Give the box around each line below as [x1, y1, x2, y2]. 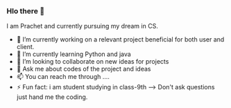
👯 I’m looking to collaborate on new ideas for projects [16, 57, 169, 66]
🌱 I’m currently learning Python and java [16, 50, 131, 58]
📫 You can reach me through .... [16, 73, 110, 81]
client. [16, 43, 35, 51]
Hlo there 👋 [6, 6, 45, 16]
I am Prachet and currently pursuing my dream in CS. [6, 22, 159, 30]
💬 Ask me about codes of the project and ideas [16, 65, 151, 73]
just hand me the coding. [16, 93, 88, 101]
